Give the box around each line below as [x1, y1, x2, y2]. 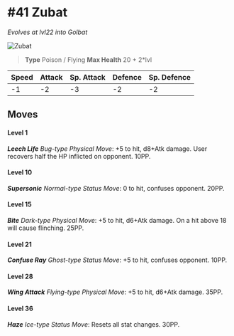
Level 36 [7, 304, 33, 313]
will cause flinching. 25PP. [7, 224, 84, 232]
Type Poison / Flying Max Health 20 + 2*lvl [24, 55, 152, 64]
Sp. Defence [148, 72, 191, 82]
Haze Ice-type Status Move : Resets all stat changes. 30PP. [7, 320, 180, 328]
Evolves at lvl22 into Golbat [7, 28, 88, 36]
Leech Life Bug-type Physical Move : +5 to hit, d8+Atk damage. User [7, 144, 208, 153]
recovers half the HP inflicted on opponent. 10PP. [7, 152, 151, 160]
